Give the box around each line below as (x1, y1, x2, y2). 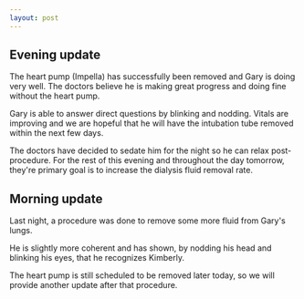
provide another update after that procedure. (9, 280, 178, 291)
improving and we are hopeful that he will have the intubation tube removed (9, 118, 294, 129)
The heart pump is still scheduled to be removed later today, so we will (9, 270, 276, 281)
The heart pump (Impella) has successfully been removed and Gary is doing (9, 71, 296, 82)
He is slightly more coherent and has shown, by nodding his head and (9, 242, 272, 253)
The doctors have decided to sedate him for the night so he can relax (9, 145, 269, 156)
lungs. (9, 225, 33, 236)
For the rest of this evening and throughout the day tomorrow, (53, 155, 285, 166)
